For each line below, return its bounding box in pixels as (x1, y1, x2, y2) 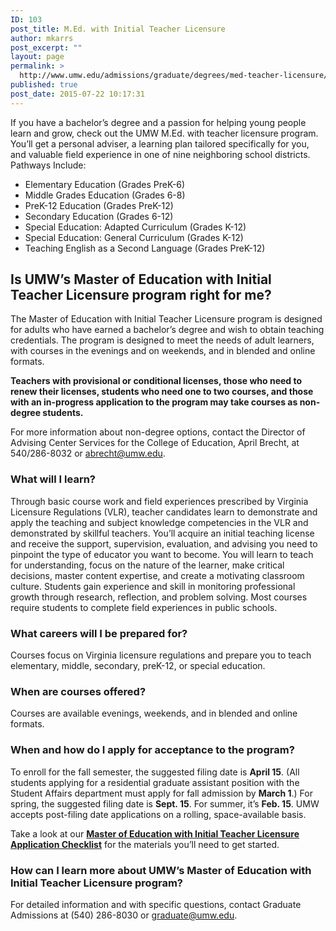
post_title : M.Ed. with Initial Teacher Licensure (10, 24, 226, 34)
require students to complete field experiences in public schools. (10, 601, 278, 613)
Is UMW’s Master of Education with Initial (10, 271, 272, 288)
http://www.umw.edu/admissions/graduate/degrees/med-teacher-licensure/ (19, 71, 329, 81)
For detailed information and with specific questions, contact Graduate (10, 898, 302, 910)
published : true (10, 80, 78, 90)
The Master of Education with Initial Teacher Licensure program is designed (10, 313, 323, 325)
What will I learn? (10, 472, 97, 486)
